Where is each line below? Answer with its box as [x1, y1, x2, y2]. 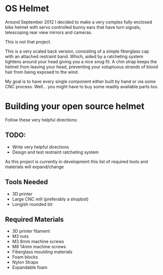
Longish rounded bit [12, 201, 53, 207]
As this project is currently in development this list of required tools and [5, 158, 148, 164]
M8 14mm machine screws [12, 244, 66, 250]
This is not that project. [5, 39, 52, 44]
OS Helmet [5, 3, 50, 14]
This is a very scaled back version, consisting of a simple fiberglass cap [5, 48, 149, 54]
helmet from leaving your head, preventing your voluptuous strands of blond [5, 64, 158, 70]
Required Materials [5, 215, 64, 223]
